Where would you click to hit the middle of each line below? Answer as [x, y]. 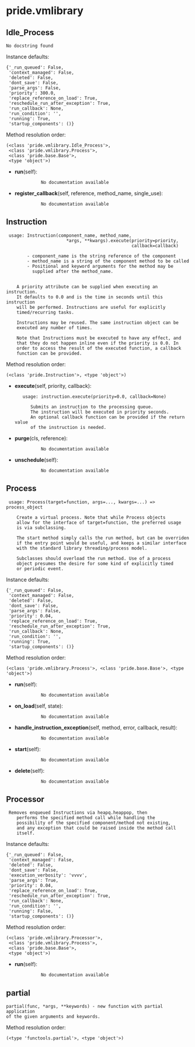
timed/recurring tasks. [46, 312]
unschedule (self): [36, 460]
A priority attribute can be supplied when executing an [87, 287]
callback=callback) [155, 245]
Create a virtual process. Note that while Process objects [91, 517]
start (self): [27, 749]
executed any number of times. [55, 328]
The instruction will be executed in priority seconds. [100, 412]
